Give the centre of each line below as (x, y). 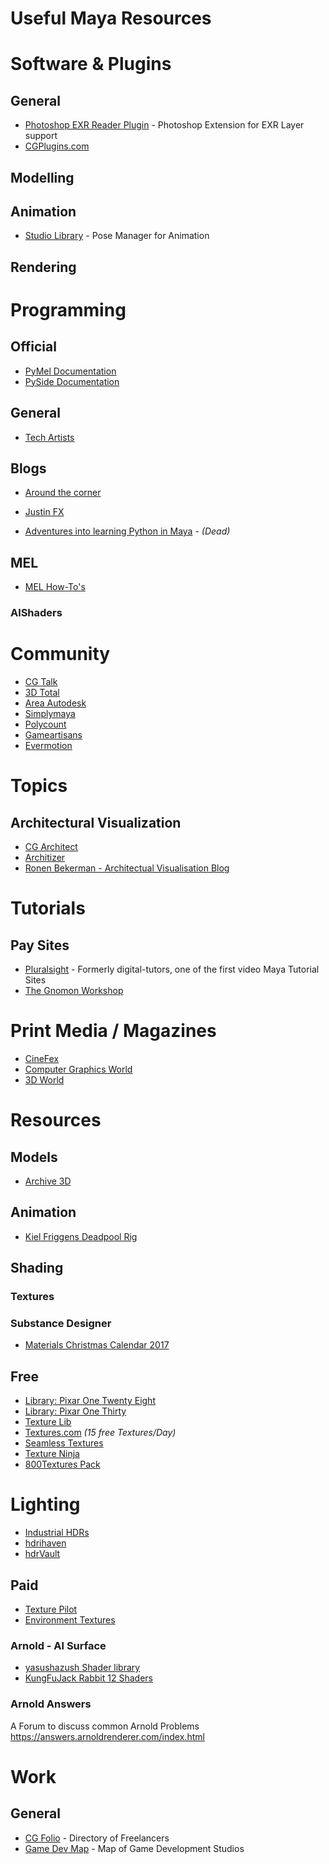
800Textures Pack (62, 1464)
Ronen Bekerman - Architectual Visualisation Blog (127, 868)
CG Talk (41, 682)
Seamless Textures (64, 1443)
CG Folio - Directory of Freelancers (97, 1838)
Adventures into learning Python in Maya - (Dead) (127, 531)
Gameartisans (53, 735)
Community (60, 654)
